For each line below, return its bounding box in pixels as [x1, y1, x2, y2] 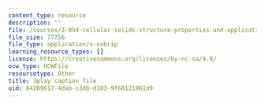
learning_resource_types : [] [8, 48, 104, 56]
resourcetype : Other [8, 70, 77, 77]
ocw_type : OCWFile [8, 63, 69, 70]
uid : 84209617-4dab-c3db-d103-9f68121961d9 [8, 84, 154, 92]
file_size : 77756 [8, 33, 65, 41]
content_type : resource [8, 11, 87, 20]
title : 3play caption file [8, 77, 97, 84]
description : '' [8, 19, 62, 27]
